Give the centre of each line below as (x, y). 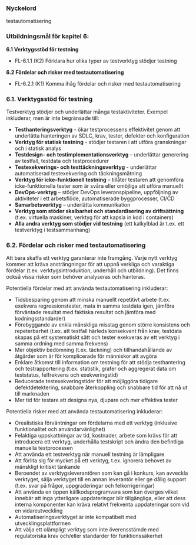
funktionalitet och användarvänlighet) (60, 429)
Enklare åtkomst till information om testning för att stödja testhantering (100, 363)
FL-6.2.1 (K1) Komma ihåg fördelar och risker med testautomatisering (98, 83)
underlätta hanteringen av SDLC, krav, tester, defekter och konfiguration (102, 136)
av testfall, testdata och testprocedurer (62, 161)
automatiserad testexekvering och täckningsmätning (78, 173)
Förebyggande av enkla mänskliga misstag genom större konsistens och (102, 325)
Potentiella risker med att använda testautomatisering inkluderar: (84, 412)
